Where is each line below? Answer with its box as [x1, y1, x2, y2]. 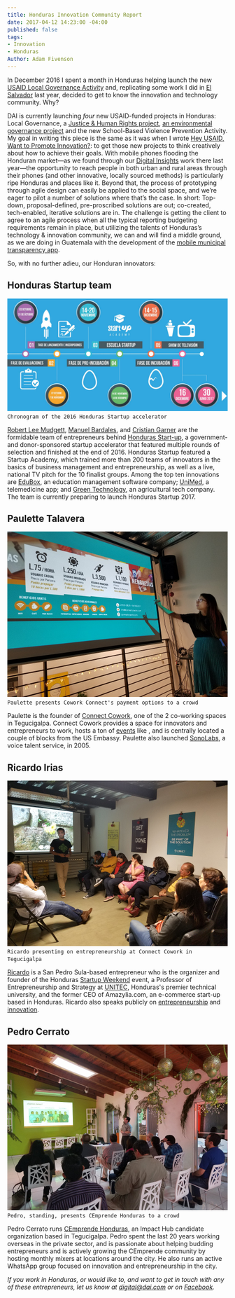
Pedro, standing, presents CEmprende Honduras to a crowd [7, 1213, 180, 1220]
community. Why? [7, 98, 59, 106]
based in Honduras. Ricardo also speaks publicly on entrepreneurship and [7, 998, 221, 1007]
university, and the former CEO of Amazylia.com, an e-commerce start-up [7, 990, 221, 999]
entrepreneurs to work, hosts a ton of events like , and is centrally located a [7, 726, 225, 735]
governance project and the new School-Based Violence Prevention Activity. [7, 126, 228, 134]
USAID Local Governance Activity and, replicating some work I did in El [7, 83, 212, 91]
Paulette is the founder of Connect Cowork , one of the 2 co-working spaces [7, 712, 227, 720]
